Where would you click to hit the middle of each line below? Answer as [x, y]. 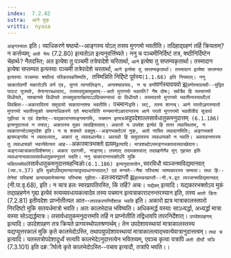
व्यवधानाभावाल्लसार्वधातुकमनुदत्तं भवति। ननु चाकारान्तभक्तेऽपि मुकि [71, 157]
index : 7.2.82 [29, 13]
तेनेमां [12, 178]
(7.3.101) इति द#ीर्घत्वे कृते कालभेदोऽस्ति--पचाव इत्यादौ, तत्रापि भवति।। [89, 247]
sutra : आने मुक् [28, 20]
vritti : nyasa [29, 26]
